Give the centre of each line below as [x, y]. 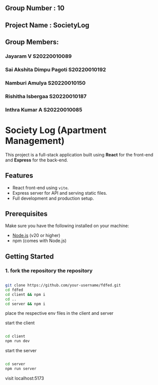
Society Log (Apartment [56, 130]
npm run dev [17, 341]
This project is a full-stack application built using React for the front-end [79, 154]
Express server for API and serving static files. [60, 193]
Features [19, 176]
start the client [20, 323]
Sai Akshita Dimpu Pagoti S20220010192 [56, 70]
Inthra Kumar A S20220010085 [44, 110]
